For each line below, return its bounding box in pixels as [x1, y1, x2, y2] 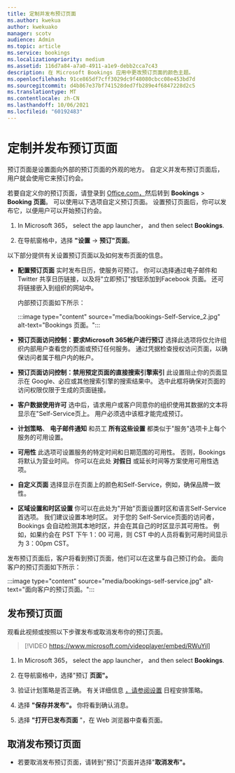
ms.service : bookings [7, 50, 71, 57]
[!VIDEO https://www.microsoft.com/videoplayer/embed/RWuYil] [24, 641, 211, 650]
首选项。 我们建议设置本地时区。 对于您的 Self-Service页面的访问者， [17, 513, 218, 521]
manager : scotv [7, 29, 52, 37]
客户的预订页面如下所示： [7, 563, 81, 571]
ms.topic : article [7, 43, 61, 50]
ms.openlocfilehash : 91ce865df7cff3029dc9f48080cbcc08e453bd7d [7, 75, 196, 83]
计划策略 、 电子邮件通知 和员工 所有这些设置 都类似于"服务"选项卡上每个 [17, 424, 227, 432]
